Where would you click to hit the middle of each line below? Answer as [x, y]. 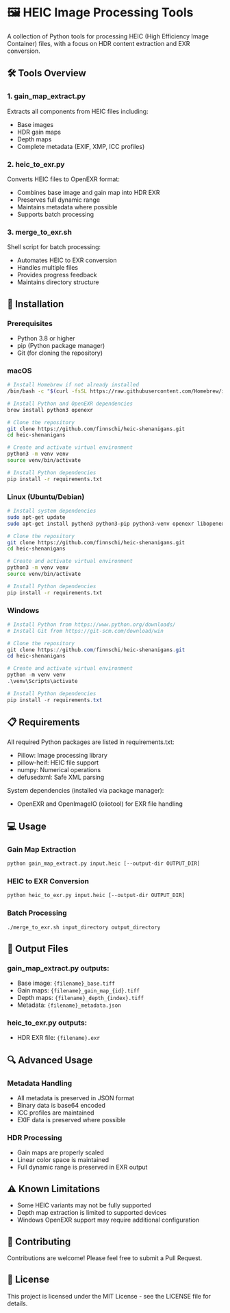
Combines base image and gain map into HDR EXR [88, 192]
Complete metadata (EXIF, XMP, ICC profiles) [81, 146]
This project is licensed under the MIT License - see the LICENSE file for [109, 1296]
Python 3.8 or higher [46, 338]
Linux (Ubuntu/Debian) [46, 496]
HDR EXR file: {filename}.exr [59, 1038]
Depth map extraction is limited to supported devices [92, 1213]
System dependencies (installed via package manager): [86, 791]
